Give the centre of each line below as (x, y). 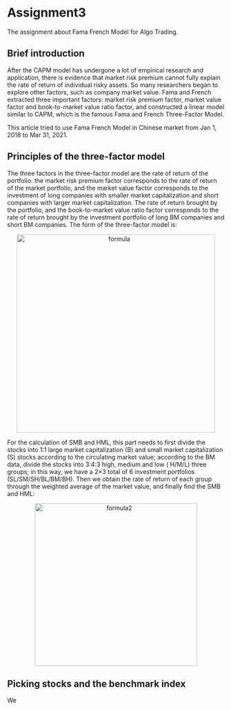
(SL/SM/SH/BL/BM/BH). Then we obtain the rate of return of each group (110, 479)
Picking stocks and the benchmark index (97, 683)
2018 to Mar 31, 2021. (38, 135)
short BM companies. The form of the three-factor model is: (92, 224)
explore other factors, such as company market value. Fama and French (109, 92)
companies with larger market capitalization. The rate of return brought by (112, 202)
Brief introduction (46, 53)
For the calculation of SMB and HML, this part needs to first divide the (106, 442)
